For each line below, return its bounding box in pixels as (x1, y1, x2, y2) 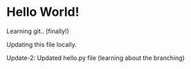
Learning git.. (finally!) (6, 27, 70, 35)
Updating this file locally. (6, 40, 77, 48)
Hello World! (6, 4, 80, 20)
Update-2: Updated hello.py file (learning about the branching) (6, 53, 185, 62)
